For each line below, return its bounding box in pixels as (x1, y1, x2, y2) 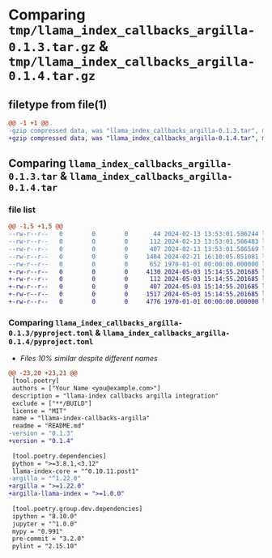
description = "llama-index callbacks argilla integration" (11, 391, 219, 400)
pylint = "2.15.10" (11, 543, 79, 551)
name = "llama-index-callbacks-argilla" (11, 415, 151, 423)
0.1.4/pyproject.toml (8, 337, 94, 346)
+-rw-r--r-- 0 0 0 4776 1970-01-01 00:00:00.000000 (8, 298, 259, 306)
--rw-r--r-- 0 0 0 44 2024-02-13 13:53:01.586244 (8, 230, 259, 238)
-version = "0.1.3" (8, 429, 74, 438)
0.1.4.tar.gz (8, 69, 96, 84)
